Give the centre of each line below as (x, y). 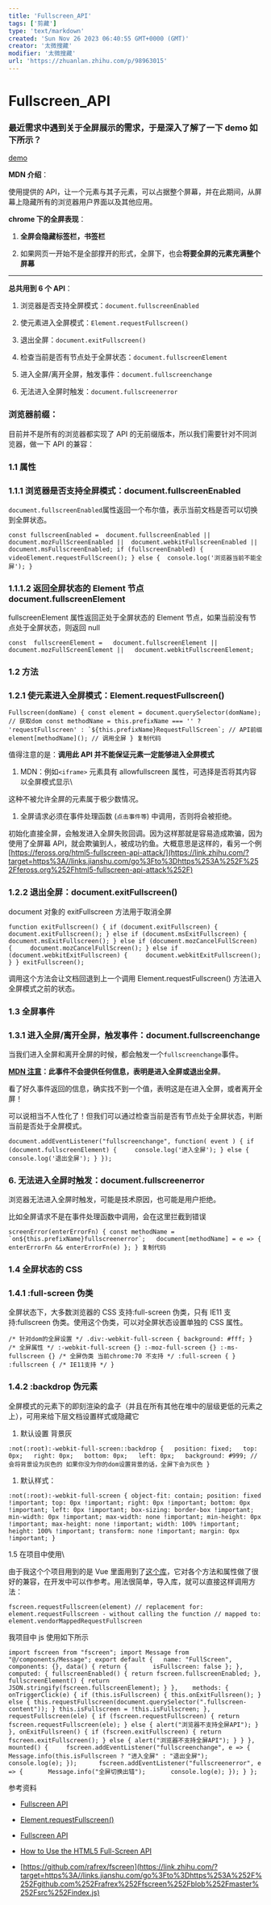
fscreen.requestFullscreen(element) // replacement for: (106, 1607)
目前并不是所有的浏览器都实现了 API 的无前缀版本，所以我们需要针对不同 (129, 434)
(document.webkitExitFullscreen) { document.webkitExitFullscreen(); (135, 955)
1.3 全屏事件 (32, 1011)
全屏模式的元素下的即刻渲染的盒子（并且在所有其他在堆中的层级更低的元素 (132, 1406)
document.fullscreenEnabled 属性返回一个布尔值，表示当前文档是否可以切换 (133, 510)
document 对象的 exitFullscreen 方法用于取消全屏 (90, 912)
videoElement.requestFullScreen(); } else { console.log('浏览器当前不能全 (135, 558)
